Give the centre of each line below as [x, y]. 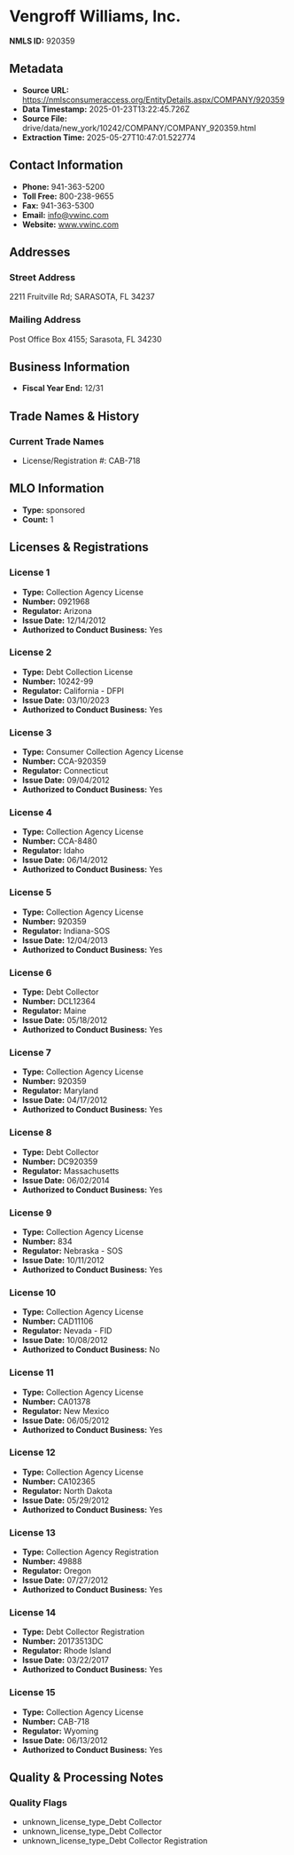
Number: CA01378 [56, 1401]
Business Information [70, 367]
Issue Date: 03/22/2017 [65, 1660]
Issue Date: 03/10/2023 [66, 700]
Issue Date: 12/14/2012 [64, 620]
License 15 [32, 1693]
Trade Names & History [74, 416]
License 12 [32, 1452]
